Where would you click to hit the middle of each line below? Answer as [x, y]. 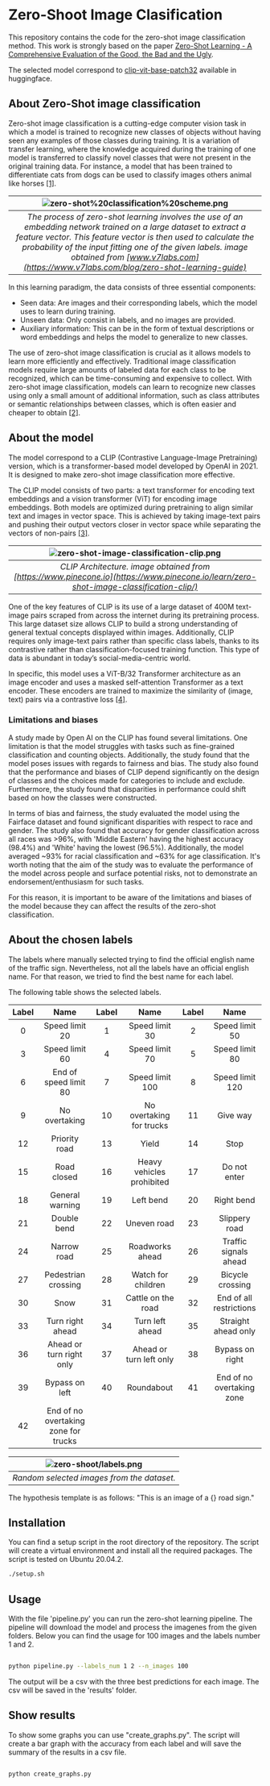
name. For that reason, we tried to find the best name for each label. [121, 976]
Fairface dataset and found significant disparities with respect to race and [131, 822]
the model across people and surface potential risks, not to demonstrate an [133, 873]
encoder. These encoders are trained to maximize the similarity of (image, [131, 690]
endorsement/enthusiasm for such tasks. [76, 881]
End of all [235, 1297]
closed [65, 1176]
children [150, 1284]
